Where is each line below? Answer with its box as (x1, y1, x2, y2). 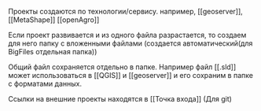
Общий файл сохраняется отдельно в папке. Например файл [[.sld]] (8, 62, 237, 72)
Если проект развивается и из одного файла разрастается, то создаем (8, 31, 247, 39)
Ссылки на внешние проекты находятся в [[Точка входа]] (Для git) (8, 94, 232, 103)
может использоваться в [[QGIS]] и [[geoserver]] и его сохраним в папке (8, 71, 254, 80)
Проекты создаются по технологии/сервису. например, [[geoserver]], (8, 7, 244, 16)
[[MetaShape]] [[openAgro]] (8, 15, 100, 24)
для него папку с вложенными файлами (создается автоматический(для (8, 39, 253, 48)
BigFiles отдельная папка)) (8, 47, 97, 56)
